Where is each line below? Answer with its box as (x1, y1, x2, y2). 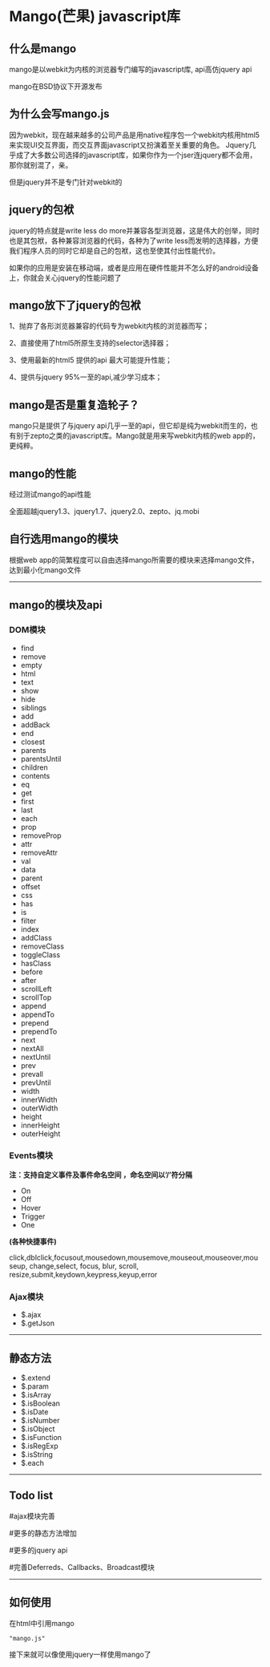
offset (20, 881, 41, 891)
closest (20, 737, 46, 747)
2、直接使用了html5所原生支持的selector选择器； (9, 338, 171, 348)
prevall (20, 1069, 43, 1078)
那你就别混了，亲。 (9, 160, 73, 169)
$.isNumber (20, 1415, 60, 1425)
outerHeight (20, 1128, 61, 1139)
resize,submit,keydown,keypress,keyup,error (9, 1269, 158, 1279)
